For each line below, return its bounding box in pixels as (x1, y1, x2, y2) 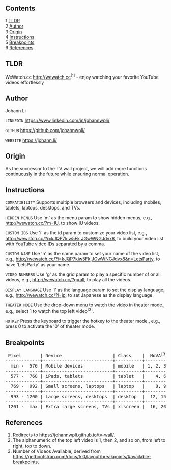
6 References (5, 44, 34, 50)
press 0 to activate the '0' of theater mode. (5, 323, 95, 329)
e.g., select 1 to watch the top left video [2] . (5, 307, 94, 314)
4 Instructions (5, 34, 35, 40)
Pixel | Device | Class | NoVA (8, 353, 161, 358)
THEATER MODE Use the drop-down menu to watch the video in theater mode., (5, 302, 165, 308)
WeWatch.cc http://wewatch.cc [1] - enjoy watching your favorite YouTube (5, 73, 159, 80)
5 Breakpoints (5, 39, 35, 45)
